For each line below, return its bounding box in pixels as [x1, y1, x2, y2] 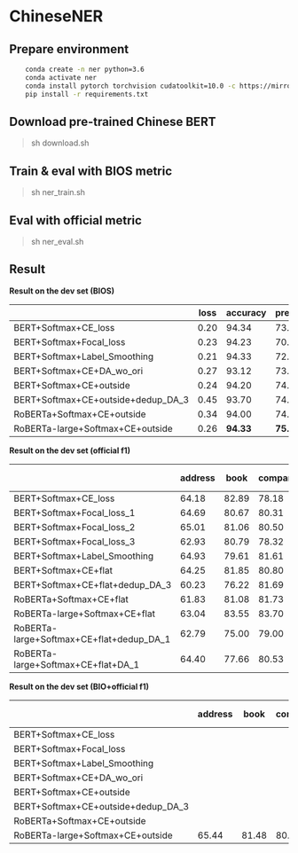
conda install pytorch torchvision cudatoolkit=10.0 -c [25, 82, 237, 90]
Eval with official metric [9, 213, 142, 228]
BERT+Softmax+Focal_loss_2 [13, 520, 136, 533]
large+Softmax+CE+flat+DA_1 [13, 658, 140, 670]
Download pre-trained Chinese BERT [9, 113, 216, 129]
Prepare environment [9, 42, 129, 57]
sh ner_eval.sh [30, 236, 84, 247]
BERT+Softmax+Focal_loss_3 [13, 535, 136, 547]
